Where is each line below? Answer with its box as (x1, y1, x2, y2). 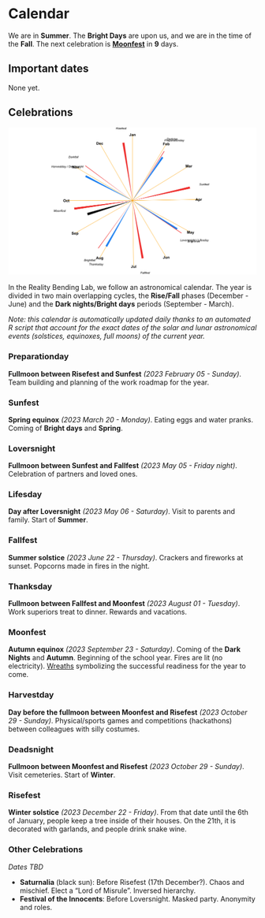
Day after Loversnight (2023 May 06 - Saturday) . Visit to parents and (8, 507, 235, 516)
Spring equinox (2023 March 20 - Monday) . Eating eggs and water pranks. (8, 414, 254, 424)
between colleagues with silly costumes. (8, 724, 140, 734)
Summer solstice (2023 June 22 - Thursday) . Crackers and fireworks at (8, 552, 244, 562)
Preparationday (8, 351, 69, 362)
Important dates (8, 62, 89, 76)
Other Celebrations (8, 844, 84, 855)
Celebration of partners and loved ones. (8, 470, 138, 479)
